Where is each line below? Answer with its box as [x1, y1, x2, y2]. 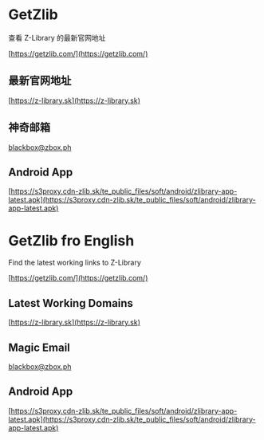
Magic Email [8, 340, 70, 354]
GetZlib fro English [8, 231, 135, 249]
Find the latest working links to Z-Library [8, 257, 142, 268]
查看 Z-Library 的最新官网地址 [8, 33, 106, 42]
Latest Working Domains [8, 297, 134, 310]
